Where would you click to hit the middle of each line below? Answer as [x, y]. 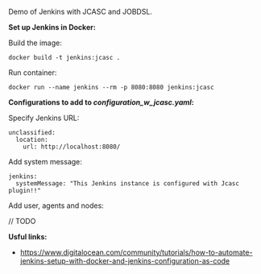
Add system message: [46, 162]
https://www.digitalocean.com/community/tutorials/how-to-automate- [136, 252]
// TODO [22, 221]
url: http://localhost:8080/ [72, 147]
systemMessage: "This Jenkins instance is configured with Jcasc [128, 184]
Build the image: [35, 43]
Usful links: [28, 237]
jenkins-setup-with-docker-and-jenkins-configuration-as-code [125, 261]
